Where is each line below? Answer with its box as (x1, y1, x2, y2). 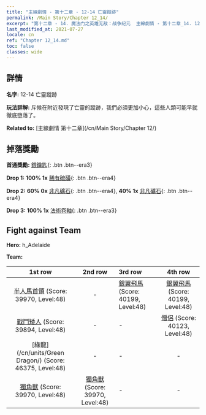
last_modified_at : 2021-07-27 (6, 26, 84, 32)
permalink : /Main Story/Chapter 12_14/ (6, 15, 109, 21)
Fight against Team (6, 225, 82, 235)
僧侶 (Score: (161, 314, 196, 322)
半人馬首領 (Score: (13, 287, 67, 295)
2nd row (82, 268, 108, 276)
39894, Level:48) (15, 326, 66, 334)
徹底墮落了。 (6, 111, 39, 118)
